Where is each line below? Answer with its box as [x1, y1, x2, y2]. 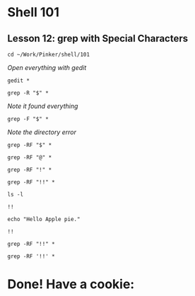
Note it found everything [7, 102, 78, 110]
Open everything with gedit [7, 64, 87, 71]
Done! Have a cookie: [7, 276, 135, 292]
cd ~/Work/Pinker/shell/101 [7, 51, 90, 58]
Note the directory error [7, 128, 76, 136]
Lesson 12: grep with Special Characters [7, 32, 189, 45]
